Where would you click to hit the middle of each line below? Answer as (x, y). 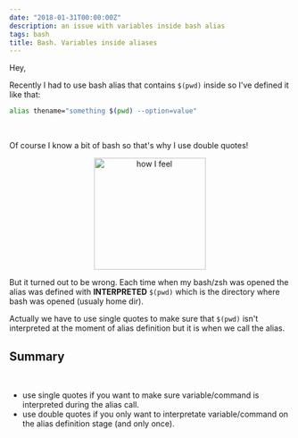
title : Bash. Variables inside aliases (83, 42)
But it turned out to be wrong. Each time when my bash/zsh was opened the (149, 282)
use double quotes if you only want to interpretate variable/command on (155, 414)
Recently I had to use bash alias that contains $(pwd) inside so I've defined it (149, 85)
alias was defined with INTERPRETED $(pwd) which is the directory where (145, 292)
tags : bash (29, 34)
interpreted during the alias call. (81, 404)
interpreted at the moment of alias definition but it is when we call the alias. (147, 328)
